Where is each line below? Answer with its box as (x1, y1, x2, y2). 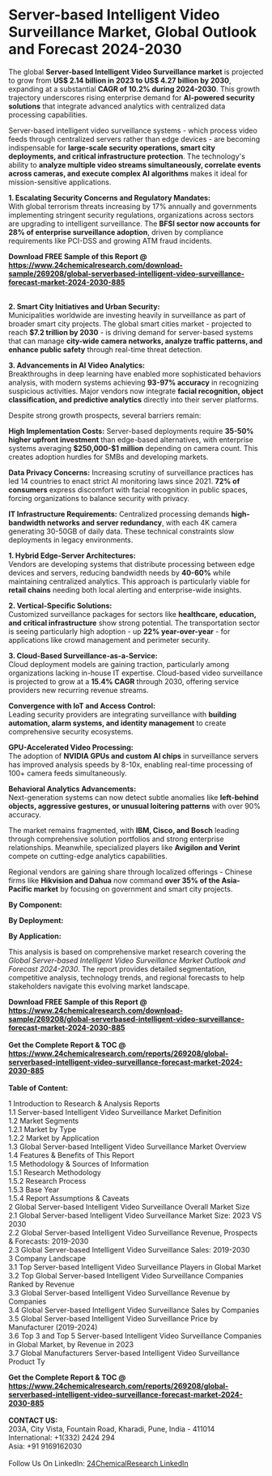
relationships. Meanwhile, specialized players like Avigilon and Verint (8, 842, 240, 852)
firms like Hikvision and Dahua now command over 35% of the (8, 875, 220, 885)
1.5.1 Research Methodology (8, 1168, 101, 1177)
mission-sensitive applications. (8, 177, 112, 187)
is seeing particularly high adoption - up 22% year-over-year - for (8, 626, 231, 636)
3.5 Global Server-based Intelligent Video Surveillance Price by (8, 1313, 219, 1323)
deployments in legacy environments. (8, 534, 134, 544)
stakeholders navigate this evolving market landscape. (8, 981, 190, 991)
